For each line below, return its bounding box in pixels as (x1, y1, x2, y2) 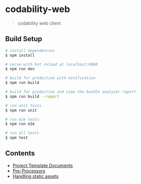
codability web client (17, 20, 61, 26)
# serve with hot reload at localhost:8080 (5, 62, 98, 67)
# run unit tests (5, 103, 42, 108)
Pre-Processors (12, 167, 45, 174)
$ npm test (5, 135, 28, 140)
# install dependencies (5, 48, 55, 53)
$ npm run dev (5, 66, 35, 71)
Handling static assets (12, 173, 59, 179)
